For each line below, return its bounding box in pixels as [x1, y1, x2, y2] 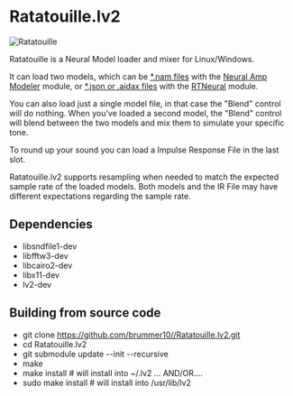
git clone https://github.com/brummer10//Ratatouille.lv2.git [22, 329, 241, 340]
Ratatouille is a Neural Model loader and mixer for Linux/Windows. [9, 53, 255, 64]
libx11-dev [22, 269, 60, 281]
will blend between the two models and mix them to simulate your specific [9, 117, 285, 128]
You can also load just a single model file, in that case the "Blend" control [9, 97, 281, 109]
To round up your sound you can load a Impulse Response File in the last [9, 144, 279, 155]
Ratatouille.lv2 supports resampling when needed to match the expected [9, 171, 279, 182]
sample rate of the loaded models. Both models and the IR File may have [9, 180, 279, 191]
